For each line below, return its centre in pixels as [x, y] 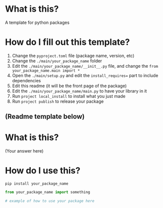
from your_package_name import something [48, 192]
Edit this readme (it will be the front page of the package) [69, 86]
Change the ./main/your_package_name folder [57, 61]
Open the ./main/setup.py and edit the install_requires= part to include [85, 75]
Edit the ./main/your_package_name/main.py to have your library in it [79, 91]
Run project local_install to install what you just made [69, 96]
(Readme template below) [45, 117]
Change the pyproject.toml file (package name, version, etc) [73, 56]
